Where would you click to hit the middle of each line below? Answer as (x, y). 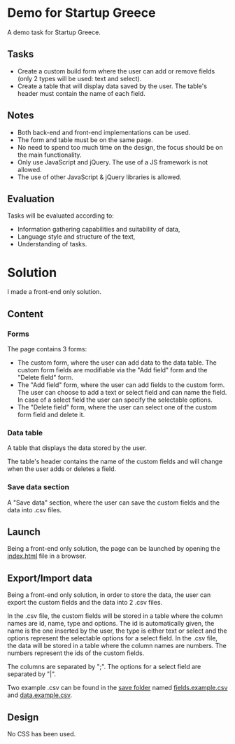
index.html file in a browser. (47, 556)
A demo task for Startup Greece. (54, 32)
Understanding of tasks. (52, 244)
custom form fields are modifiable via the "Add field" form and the (112, 370)
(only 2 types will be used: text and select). (79, 78)
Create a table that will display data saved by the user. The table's (112, 86)
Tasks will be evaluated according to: (60, 216)
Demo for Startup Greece (81, 13)
